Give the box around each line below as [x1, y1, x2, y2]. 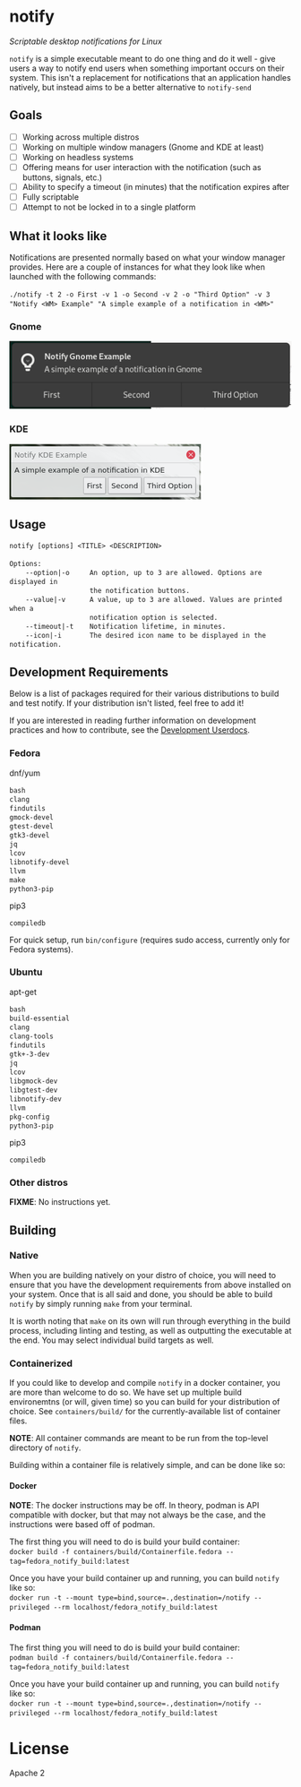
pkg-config [9, 1113, 50, 1121]
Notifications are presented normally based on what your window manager [9, 253, 286, 262]
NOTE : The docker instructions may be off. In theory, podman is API [9, 1500, 260, 1511]
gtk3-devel [9, 830, 50, 839]
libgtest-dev [9, 1086, 58, 1095]
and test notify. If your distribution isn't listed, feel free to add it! [9, 698, 245, 709]
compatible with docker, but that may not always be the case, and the [9, 1509, 266, 1520]
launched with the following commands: [9, 271, 157, 281]
